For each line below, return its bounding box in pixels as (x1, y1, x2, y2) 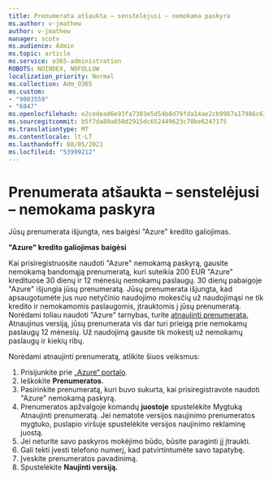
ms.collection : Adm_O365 (8, 80, 93, 88)
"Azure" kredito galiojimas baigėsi (8, 243, 128, 253)
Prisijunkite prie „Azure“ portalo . (19, 367, 128, 378)
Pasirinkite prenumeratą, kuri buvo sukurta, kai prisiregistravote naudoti (19, 385, 260, 395)
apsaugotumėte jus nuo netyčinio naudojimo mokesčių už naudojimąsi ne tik (8, 293, 264, 303)
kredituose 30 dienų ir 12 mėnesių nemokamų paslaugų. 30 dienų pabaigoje (8, 275, 262, 285)
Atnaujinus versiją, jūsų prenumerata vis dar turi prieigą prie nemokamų (8, 318, 248, 329)
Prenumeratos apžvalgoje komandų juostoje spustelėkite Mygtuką (19, 402, 242, 412)
